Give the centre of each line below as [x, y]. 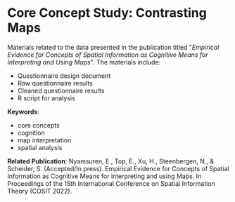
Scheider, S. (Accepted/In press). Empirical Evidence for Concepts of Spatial [118, 168]
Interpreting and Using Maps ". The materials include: [84, 62]
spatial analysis [40, 147]
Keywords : [24, 112]
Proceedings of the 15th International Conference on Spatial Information [112, 183]
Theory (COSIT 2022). [40, 191]
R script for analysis [46, 98]
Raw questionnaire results [55, 83]
